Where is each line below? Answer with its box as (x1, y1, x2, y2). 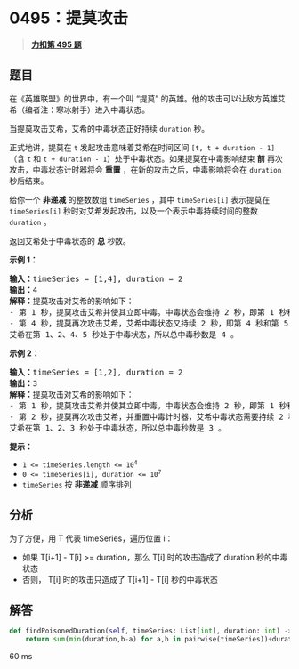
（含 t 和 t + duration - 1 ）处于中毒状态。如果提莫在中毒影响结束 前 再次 (9, 153, 283, 164)
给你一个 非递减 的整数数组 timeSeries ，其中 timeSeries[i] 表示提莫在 (9, 194, 271, 205)
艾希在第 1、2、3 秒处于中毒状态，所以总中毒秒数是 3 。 (9, 423, 227, 432)
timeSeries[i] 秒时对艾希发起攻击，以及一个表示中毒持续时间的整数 (9, 206, 259, 216)
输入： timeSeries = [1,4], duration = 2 (9, 273, 183, 284)
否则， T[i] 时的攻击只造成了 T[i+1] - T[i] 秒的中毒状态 (21, 574, 218, 584)
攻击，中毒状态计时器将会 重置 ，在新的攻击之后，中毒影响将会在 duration (9, 164, 282, 174)
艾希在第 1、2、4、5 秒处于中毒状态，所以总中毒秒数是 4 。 (9, 329, 238, 339)
